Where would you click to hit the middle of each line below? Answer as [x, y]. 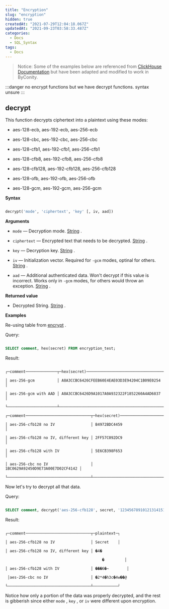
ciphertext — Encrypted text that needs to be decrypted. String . [80, 241]
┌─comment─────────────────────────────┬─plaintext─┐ [63, 533]
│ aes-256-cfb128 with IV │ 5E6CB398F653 [64, 451]
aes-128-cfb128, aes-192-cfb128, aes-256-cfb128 [64, 169]
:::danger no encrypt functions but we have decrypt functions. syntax [77, 87]
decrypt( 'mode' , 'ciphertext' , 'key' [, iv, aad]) [59, 212]
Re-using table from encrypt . [36, 325]
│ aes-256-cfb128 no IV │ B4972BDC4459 [64, 425]
